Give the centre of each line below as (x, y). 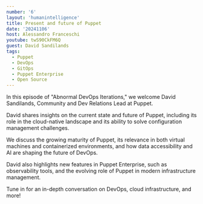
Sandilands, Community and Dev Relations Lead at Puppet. (80, 103)
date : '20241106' (28, 29)
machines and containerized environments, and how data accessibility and (99, 146)
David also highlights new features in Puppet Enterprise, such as (87, 165)
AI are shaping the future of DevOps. (52, 153)
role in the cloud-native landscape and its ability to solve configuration (94, 121)
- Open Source (29, 80)
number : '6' (21, 12)
